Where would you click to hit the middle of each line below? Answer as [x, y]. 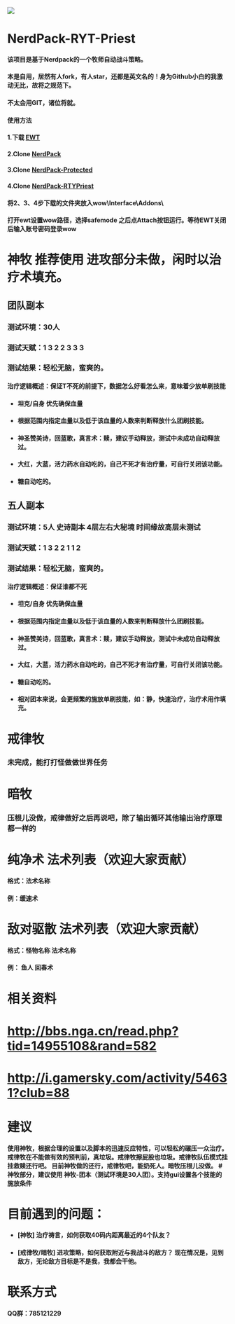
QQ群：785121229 [34, 1313]
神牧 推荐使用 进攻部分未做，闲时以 [108, 260]
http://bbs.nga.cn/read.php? [93, 1031]
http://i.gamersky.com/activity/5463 [117, 1078]
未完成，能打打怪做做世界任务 [58, 762]
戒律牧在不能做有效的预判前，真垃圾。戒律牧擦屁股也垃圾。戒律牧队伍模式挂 [117, 1157]
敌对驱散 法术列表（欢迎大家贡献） [107, 929]
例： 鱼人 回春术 [30, 967]
